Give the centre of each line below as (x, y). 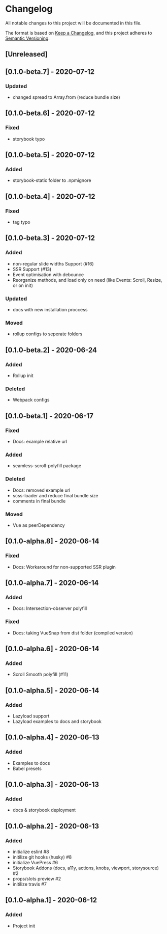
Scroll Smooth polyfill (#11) (40, 674)
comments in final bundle (39, 501)
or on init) (23, 285)
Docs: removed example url (41, 490)
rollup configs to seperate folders (47, 334)
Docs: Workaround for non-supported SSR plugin (64, 567)
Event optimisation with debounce (48, 274)
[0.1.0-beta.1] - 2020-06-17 (49, 416)
